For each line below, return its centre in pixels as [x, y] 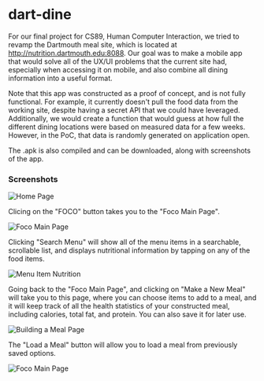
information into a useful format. [60, 78]
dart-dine [40, 15]
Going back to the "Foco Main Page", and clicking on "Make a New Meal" [127, 290]
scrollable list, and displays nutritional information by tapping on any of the [129, 250]
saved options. [32, 353]
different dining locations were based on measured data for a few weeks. [127, 127]
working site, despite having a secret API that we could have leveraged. [124, 110]
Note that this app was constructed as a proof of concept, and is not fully [127, 93]
